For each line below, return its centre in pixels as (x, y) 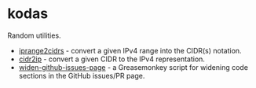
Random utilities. (34, 35)
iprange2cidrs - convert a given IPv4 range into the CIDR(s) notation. (130, 50)
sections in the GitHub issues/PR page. (82, 75)
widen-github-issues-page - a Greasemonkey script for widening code (133, 67)
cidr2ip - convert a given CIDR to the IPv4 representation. (112, 59)
